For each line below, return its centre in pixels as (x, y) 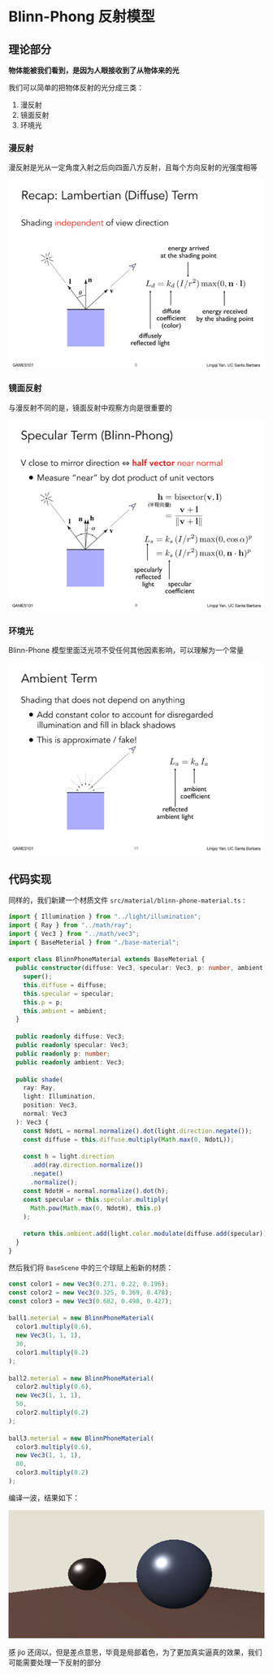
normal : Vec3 (45, 1114)
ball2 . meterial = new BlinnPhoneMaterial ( (81, 1378)
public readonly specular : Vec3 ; (72, 1046)
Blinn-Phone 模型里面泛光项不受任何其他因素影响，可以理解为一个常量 (126, 650)
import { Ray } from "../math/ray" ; (70, 925)
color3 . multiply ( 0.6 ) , (54, 1447)
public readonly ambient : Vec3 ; (71, 1062)
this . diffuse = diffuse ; (65, 985)
